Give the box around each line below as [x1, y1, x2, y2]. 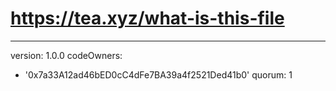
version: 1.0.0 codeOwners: [10, 49, 123, 61]
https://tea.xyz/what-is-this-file [10, 7, 285, 30]
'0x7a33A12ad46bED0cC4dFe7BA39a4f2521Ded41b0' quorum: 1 [24, 68, 293, 81]
